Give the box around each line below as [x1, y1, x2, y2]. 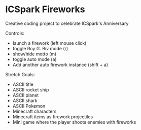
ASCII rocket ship [12, 86, 49, 92]
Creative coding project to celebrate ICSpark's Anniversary [5, 20, 129, 26]
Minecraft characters [12, 108, 57, 114]
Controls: [5, 30, 24, 36]
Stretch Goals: [5, 71, 36, 77]
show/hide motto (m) [12, 51, 57, 57]
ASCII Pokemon [12, 103, 46, 109]
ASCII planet [12, 92, 39, 98]
